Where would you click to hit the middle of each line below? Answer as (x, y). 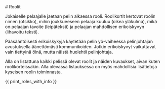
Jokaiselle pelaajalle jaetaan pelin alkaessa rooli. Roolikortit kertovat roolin (80, 16)
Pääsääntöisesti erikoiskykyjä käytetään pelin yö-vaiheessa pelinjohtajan (79, 41)
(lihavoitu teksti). (22, 32)
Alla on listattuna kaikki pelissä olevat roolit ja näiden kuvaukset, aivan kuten (83, 61)
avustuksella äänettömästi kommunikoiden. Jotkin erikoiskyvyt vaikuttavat (81, 47)
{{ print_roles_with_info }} (31, 81)
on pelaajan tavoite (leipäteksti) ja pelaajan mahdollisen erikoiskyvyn (75, 27)
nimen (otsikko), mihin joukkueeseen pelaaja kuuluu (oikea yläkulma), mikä (81, 21)
